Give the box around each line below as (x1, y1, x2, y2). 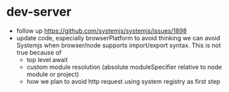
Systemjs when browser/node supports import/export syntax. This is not (16, 41, 221, 49)
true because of (16, 48, 62, 57)
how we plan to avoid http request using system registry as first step (26, 77, 221, 85)
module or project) (26, 70, 80, 78)
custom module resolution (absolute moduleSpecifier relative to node (26, 63, 222, 71)
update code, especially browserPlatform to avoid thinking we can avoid (16, 33, 221, 42)
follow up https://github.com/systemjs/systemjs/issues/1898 (16, 27, 187, 35)
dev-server (6, 4, 72, 20)
